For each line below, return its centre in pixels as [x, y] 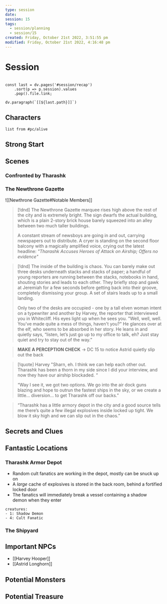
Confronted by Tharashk [36, 175]
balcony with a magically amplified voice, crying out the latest [81, 246]
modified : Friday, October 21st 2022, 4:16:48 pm [58, 42]
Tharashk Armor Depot [34, 462]
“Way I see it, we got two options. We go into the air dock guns [82, 384]
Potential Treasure [34, 597]
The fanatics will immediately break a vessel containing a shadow [80, 494]
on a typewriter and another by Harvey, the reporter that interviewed [87, 313]
